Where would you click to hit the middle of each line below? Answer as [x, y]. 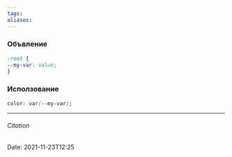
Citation [18, 126]
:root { [18, 58]
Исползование [33, 89]
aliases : [20, 20]
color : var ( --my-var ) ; [40, 103]
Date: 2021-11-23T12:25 [41, 147]
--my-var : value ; [32, 65]
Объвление [27, 44]
